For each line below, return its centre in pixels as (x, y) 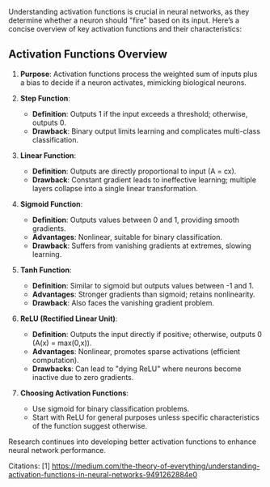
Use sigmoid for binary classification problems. (111, 408)
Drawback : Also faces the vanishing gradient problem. (123, 302)
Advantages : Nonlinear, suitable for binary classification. (127, 237)
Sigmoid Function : (51, 204)
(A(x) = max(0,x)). (62, 343)
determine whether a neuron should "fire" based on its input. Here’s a (124, 20)
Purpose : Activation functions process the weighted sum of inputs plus (139, 74)
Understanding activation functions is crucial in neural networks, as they (129, 12)
